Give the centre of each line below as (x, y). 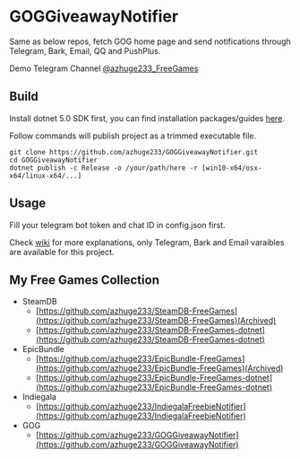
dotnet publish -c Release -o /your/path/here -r (104, 168)
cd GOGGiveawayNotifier (54, 160)
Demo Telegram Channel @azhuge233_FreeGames (104, 68)
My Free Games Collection (84, 280)
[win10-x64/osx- (231, 168)
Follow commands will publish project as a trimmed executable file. (133, 136)
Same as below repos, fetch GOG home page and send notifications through (150, 41)
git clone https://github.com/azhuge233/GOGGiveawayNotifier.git (133, 152)
